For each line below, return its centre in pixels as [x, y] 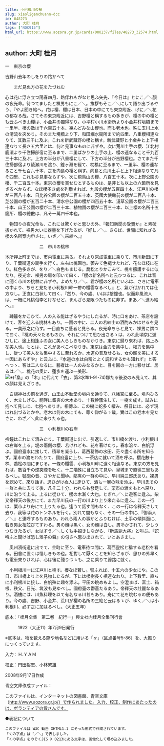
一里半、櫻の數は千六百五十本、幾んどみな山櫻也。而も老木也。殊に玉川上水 [82, 128]
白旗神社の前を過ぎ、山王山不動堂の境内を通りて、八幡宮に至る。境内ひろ [84, 394]
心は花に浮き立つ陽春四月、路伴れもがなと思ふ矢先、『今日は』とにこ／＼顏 [81, 97]
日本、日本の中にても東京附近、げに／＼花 [114, 109]
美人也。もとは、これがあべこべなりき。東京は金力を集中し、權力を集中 [82, 347]
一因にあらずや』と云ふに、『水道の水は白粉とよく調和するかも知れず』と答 [81, 359]
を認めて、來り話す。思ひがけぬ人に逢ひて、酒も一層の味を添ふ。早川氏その [82, 482]
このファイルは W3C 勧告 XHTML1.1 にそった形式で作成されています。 [67, 729]
